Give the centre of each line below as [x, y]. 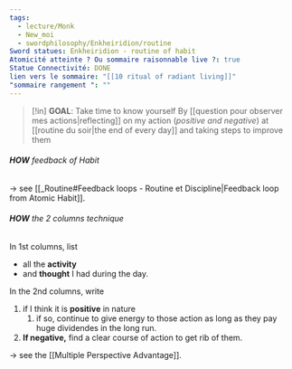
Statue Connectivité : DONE [60, 69]
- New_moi [36, 34]
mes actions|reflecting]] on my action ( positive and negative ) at [150, 120]
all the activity [49, 264]
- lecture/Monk [46, 26]
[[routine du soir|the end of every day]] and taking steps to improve [157, 130]
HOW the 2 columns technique [67, 219]
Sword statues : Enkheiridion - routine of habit [103, 52]
